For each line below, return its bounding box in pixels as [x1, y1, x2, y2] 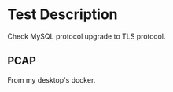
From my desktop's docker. [7, 75, 96, 84]
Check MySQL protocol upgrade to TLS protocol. [7, 31, 166, 41]
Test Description [7, 6, 119, 24]
